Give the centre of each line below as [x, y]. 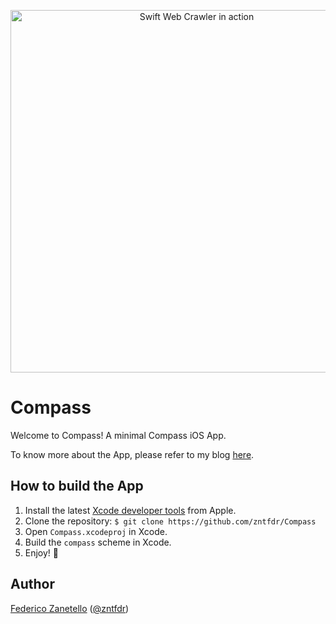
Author [32, 584]
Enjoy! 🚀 [42, 552]
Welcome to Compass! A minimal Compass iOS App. [118, 435]
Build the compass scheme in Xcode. [98, 542]
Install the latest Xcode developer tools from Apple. [130, 510]
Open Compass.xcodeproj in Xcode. [96, 531]
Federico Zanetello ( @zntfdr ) [70, 608]
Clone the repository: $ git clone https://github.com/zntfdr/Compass [170, 521]
